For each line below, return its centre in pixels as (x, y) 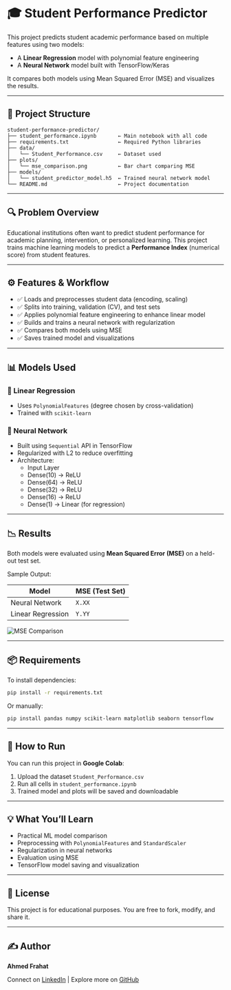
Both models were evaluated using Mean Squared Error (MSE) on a (103, 554)
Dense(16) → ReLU (54, 497)
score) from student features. (49, 254)
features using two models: (46, 44)
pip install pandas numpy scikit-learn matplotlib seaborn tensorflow (110, 718)
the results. (23, 85)
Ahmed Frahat (28, 966)
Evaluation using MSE (48, 858)
